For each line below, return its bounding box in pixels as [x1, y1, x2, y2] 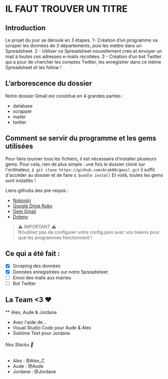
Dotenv [12, 213, 28, 220]
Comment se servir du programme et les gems [5, 134, 156, 143]
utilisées [5, 142, 33, 151]
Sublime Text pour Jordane [12, 330, 70, 336]
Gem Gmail [12, 208, 36, 214]
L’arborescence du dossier [5, 79, 92, 88]
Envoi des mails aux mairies [12, 274, 72, 281]
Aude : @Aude [12, 363, 44, 369]
